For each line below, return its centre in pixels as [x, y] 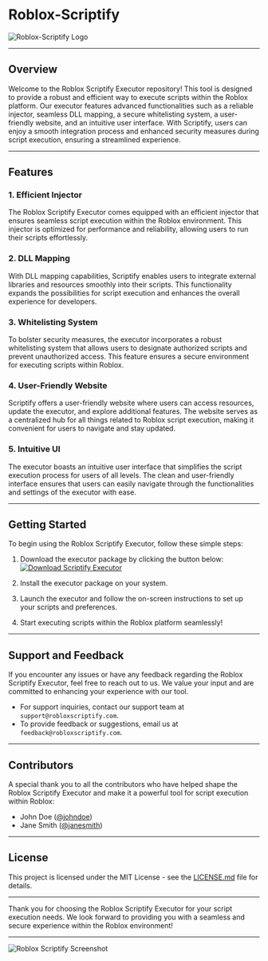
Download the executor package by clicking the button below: [122, 559]
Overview [33, 69]
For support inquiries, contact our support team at [102, 707]
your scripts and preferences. [69, 607]
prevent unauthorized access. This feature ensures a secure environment [129, 356]
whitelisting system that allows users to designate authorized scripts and [128, 348]
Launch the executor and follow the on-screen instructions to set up [131, 599]
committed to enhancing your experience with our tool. [99, 692]
